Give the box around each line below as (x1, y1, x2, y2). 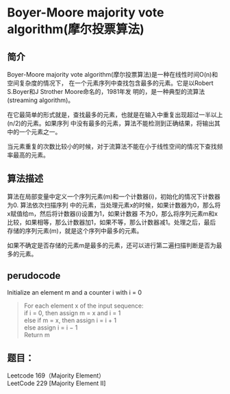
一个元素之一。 (18, 128, 62, 136)
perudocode (7, 270, 61, 282)
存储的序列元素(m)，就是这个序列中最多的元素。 (7, 226, 143, 234)
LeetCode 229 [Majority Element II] (7, 379, 106, 388)
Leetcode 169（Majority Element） (7, 371, 105, 380)
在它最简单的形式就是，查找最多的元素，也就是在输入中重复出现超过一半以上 (7, 111, 223, 119)
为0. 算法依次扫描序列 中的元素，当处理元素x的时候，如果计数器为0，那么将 (7, 201, 221, 209)
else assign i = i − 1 (23, 323, 78, 332)
